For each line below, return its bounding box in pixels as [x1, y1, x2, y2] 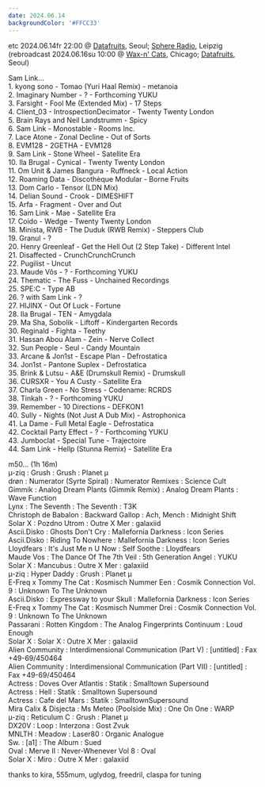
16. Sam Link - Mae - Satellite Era [8, 208, 116, 217]
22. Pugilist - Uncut [8, 259, 71, 268]
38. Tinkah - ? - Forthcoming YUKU [8, 393, 124, 403]
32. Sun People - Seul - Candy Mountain [8, 343, 141, 352]
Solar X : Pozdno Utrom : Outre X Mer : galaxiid [8, 518, 161, 528]
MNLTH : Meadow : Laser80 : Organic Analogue [8, 729, 165, 739]
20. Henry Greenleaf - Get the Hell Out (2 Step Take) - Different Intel [8, 241, 231, 251]
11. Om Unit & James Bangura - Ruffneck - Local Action [8, 166, 188, 175]
